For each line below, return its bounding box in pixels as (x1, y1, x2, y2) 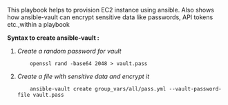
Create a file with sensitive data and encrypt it (17, 72, 150, 80)
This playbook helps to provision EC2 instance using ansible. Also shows (7, 6, 214, 14)
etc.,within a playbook (7, 21, 70, 28)
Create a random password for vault (17, 47, 122, 55)
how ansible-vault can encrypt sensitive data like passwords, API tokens (7, 13, 213, 21)
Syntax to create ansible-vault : (7, 34, 100, 42)
